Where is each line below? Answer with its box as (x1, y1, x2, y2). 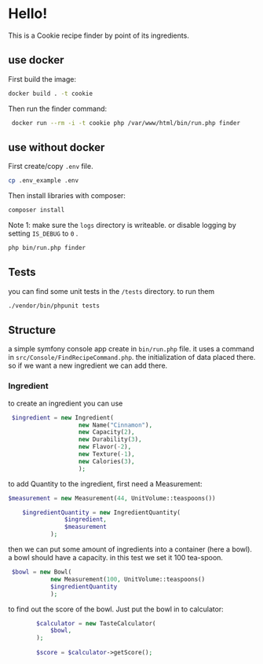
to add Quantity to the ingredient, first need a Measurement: (8, 479, 203, 488)
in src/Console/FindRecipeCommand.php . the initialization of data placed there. (8, 353, 256, 362)
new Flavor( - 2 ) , (78, 443, 132, 451)
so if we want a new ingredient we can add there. (8, 361, 168, 370)
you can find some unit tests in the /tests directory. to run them (8, 286, 215, 295)
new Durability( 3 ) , (78, 435, 143, 444)
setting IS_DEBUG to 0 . (8, 229, 79, 238)
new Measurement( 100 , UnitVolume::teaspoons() (49, 575, 206, 583)
